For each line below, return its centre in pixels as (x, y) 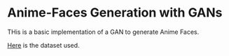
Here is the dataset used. (43, 45)
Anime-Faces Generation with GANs (115, 13)
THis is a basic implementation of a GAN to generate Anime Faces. (103, 32)
